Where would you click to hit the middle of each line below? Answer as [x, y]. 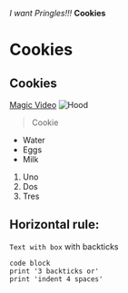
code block [30, 263]
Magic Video [33, 105]
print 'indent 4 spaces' [56, 279]
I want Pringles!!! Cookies [58, 13]
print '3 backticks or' [54, 271]
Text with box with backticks [64, 246]
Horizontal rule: [54, 225]
